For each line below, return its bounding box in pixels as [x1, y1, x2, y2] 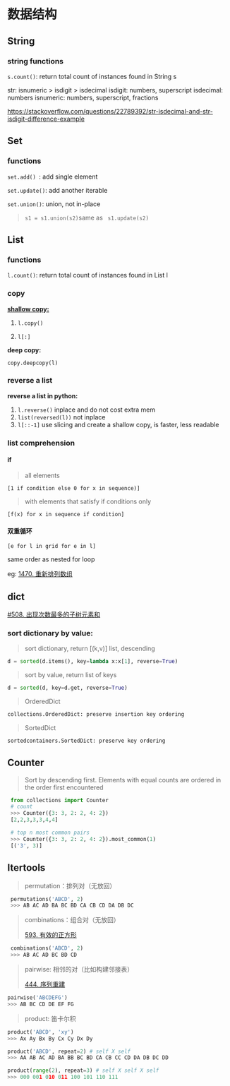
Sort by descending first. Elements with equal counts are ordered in [24, 775, 221, 784]
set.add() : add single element [7, 172, 98, 181]
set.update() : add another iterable [7, 186, 108, 194]
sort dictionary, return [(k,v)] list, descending [24, 644, 155, 653]
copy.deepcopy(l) [7, 359, 59, 366]
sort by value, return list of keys [24, 671, 117, 679]
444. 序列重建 [24, 980, 66, 989]
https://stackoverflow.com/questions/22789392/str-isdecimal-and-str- [7, 107, 213, 115]
